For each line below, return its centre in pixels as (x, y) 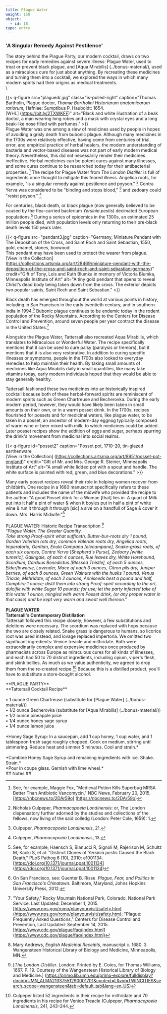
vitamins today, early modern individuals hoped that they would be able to (81, 374)
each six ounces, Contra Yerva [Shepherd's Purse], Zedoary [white (74, 552)
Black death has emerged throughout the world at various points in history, (82, 299)
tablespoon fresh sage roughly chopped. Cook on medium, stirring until (79, 742)
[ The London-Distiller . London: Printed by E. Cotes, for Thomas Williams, (87, 965)
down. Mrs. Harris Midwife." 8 (35, 514)
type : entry (18, 28)
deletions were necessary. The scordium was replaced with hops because (82, 626)
